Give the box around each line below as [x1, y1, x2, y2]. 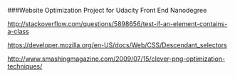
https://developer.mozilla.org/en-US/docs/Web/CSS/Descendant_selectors [7, 41, 228, 49]
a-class [7, 28, 30, 35]
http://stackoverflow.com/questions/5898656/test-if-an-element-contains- [7, 20, 228, 28]
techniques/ [7, 62, 43, 70]
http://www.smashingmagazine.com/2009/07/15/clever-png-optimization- [7, 54, 226, 63]
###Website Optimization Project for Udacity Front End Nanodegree [7, 6, 207, 14]
